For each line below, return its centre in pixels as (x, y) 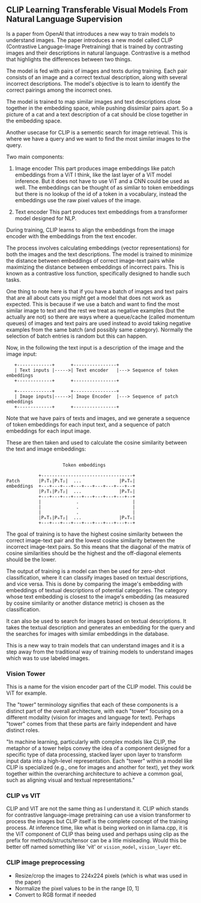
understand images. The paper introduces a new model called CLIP (89, 40)
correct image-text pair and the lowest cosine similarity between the (91, 540)
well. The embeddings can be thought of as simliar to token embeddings (104, 187)
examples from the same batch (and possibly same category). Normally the (100, 329)
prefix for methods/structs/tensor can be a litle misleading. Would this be (97, 841)
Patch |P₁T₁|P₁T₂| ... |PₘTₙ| (71, 481)
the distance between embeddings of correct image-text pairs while (91, 260)
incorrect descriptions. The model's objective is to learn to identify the (93, 83)
